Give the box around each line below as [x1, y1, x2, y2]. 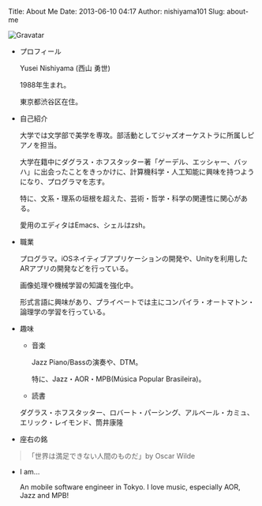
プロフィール [19, 47, 62, 56]
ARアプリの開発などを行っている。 [19, 264, 133, 273]
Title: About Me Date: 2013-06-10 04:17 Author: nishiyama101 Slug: [8, 7, 226, 16]
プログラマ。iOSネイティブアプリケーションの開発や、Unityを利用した [19, 254, 249, 263]
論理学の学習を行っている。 [19, 307, 110, 317]
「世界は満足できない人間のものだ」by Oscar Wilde [27, 452, 196, 460]
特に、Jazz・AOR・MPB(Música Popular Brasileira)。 [31, 374, 206, 384]
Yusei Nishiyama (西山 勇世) [19, 63, 110, 73]
